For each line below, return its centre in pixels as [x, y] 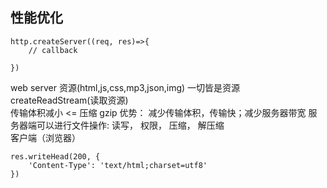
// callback [53, 50]
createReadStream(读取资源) [69, 100]
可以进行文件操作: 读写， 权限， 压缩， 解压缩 [130, 125]
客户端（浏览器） [45, 137]
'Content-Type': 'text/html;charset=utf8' [118, 165]
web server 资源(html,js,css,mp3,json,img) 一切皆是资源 [125, 87]
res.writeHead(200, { [55, 156]
